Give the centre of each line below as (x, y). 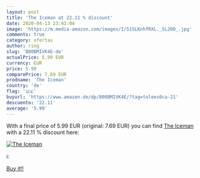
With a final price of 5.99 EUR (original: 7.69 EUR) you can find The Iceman (100, 126)
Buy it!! (15, 168)
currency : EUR (24, 63)
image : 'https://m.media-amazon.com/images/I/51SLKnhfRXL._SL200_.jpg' (99, 29)
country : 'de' (24, 86)
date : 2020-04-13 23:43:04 (41, 23)
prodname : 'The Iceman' (37, 80)
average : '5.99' (27, 108)
